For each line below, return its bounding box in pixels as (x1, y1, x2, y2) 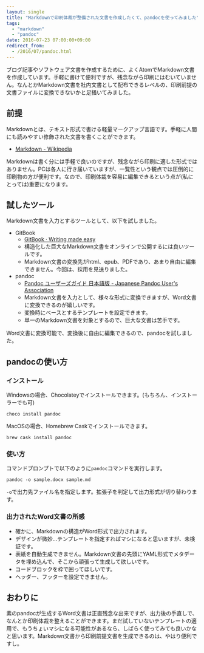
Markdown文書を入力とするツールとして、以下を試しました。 (6, 217, 160, 225)
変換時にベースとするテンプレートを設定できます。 (24, 309, 151, 316)
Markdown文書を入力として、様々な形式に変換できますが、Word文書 (24, 294, 197, 301)
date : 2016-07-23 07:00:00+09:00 (6, 37, 91, 43)
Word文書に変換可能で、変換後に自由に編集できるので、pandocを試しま (6, 329, 187, 337)
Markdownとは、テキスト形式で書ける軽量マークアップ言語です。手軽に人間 (6, 125, 197, 132)
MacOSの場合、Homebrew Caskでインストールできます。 (6, 423, 151, 430)
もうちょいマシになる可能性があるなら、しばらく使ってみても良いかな (22, 625, 197, 632)
